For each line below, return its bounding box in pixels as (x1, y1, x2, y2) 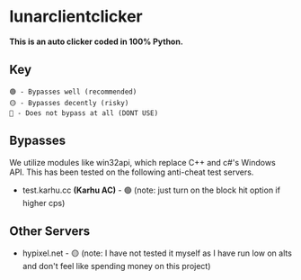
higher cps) (22, 197, 66, 208)
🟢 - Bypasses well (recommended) (9, 87, 137, 96)
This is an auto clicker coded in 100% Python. (9, 36, 184, 47)
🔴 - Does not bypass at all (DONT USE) (9, 108, 159, 118)
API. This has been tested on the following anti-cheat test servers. (9, 167, 254, 177)
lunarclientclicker (9, 6, 143, 27)
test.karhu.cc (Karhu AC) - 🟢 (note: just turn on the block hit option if (22, 185, 281, 195)
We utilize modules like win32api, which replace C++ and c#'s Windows (9, 157, 276, 167)
